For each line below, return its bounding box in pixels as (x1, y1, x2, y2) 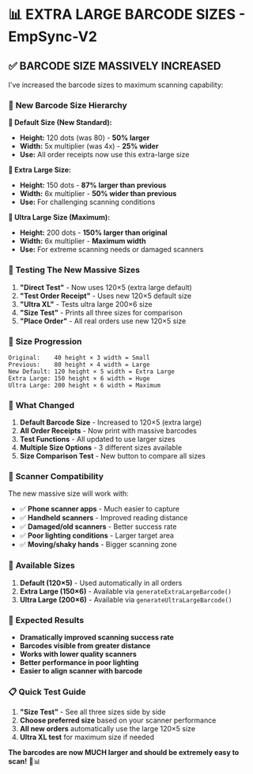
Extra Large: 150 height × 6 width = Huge (8, 374, 150, 383)
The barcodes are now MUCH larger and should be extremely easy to (8, 748, 240, 757)
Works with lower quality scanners (19, 649, 137, 659)
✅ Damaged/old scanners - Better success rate (19, 522, 177, 531)
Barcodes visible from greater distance (19, 641, 151, 651)
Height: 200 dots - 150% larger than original (19, 228, 168, 237)
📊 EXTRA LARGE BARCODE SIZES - (8, 6, 246, 24)
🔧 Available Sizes (8, 560, 75, 571)
